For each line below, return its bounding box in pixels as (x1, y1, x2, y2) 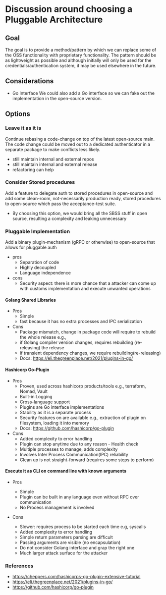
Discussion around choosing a (5, 3, 133, 15)
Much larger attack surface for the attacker (19, 550, 108, 556)
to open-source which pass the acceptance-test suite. (5, 201, 116, 207)
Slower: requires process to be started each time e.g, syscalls (19, 524, 146, 530)
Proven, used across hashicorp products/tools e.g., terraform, (19, 383, 146, 389)
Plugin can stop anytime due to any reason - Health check (19, 441, 139, 447)
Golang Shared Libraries (5, 297, 56, 303)
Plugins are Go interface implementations (19, 404, 105, 410)
